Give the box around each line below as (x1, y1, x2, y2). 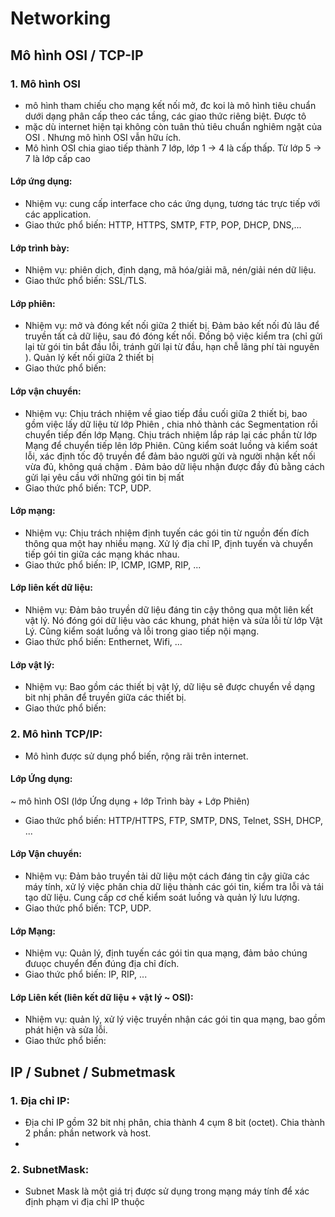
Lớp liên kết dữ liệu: (10, 582, 93, 594)
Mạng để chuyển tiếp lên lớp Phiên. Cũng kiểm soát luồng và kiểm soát (24, 439, 318, 451)
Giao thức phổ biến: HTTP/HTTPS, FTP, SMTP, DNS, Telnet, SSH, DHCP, (24, 814, 323, 826)
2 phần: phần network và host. (24, 1127, 152, 1139)
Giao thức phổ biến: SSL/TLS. (24, 275, 147, 287)
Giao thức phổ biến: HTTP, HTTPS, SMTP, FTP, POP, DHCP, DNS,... (24, 219, 302, 231)
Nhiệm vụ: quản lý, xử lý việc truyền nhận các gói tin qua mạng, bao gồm (24, 1013, 326, 1026)
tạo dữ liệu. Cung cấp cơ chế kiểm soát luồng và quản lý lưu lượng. (24, 892, 300, 903)
